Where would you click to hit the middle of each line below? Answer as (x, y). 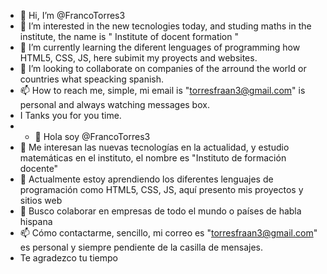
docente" (39, 168)
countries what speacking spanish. (92, 79)
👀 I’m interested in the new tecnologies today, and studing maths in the (165, 26)
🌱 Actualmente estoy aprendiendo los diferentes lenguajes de (146, 179)
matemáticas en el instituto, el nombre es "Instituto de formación (153, 158)
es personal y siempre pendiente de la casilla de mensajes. (141, 247)
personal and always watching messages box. (114, 104)
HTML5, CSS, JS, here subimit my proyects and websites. (138, 58)
